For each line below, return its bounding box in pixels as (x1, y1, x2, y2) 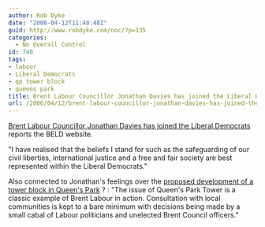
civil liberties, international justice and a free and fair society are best (8, 153, 233, 162)
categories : (8, 33, 47, 42)
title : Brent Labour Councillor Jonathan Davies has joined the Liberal (8, 92, 252, 100)
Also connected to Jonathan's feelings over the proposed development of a (8, 177, 254, 186)
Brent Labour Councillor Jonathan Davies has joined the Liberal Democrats (8, 121, 251, 131)
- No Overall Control (15, 41, 87, 49)
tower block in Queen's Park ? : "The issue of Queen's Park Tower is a (8, 185, 237, 195)
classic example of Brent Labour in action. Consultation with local (8, 194, 221, 203)
